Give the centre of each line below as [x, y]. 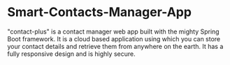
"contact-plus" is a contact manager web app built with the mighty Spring [113, 31]
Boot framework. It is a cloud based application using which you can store [114, 38]
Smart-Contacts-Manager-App [100, 12]
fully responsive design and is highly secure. [71, 54]
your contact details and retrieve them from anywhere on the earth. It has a [115, 46]
